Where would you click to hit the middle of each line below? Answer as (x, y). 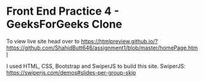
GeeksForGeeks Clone (64, 24)
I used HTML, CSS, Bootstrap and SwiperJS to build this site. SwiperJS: (96, 66)
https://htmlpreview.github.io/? (119, 41)
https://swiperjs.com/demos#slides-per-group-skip (71, 72)
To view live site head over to (43, 41)
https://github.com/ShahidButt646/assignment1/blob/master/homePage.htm (102, 48)
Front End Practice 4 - (63, 11)
